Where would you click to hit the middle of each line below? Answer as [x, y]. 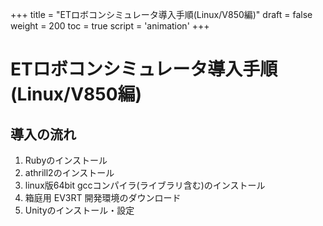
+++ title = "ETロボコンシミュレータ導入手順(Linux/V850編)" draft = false [161, 14]
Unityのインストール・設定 [79, 210]
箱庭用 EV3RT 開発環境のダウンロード [103, 197]
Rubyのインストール [66, 160]
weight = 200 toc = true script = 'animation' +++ [110, 26]
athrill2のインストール [69, 172]
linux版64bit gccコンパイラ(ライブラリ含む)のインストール [145, 185]
